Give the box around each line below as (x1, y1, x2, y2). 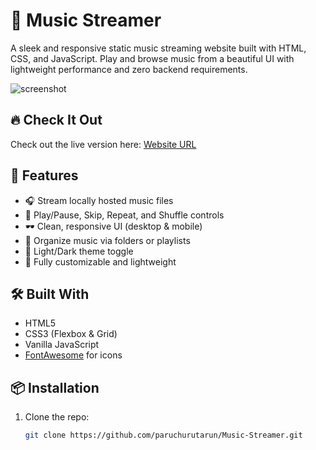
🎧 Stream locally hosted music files (24, 194, 174, 206)
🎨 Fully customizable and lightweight (24, 255, 177, 268)
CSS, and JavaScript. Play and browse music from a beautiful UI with (10, 52, 295, 64)
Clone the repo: (24, 411, 90, 423)
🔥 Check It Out (10, 112, 103, 129)
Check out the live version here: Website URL (10, 138, 197, 150)
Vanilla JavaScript (24, 339, 100, 351)
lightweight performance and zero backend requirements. (10, 63, 248, 75)
